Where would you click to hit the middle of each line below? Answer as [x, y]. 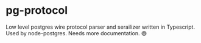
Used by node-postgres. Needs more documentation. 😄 [76, 33]
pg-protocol [37, 10]
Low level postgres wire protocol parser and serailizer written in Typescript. [100, 27]
